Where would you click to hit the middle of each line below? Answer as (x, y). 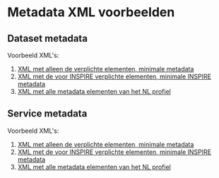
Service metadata (47, 114)
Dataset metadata (48, 38)
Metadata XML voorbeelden (91, 12)
